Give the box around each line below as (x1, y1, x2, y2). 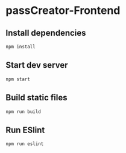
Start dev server (5, 60, 68, 70)
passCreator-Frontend (5, 4, 121, 18)
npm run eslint (5, 141, 44, 147)
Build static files (5, 93, 68, 103)
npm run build (5, 108, 42, 115)
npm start (5, 76, 31, 82)
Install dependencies (5, 28, 86, 38)
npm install (5, 44, 36, 50)
